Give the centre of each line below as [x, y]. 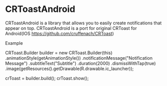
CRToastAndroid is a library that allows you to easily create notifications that [83, 23]
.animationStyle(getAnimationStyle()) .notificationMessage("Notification [79, 58]
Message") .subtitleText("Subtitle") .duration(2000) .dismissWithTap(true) [81, 63]
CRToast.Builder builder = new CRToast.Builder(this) [59, 53]
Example [14, 43]
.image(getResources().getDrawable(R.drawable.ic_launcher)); [69, 69]
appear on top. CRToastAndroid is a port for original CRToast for [71, 28]
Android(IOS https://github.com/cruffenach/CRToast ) [60, 33]
